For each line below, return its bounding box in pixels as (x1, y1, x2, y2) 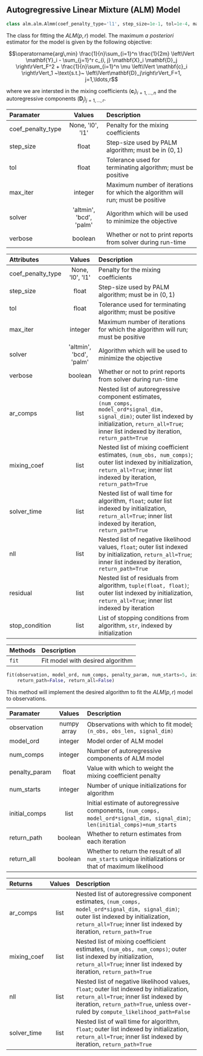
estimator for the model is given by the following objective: (6, 38, 152, 45)
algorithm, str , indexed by (98, 622, 173, 630)
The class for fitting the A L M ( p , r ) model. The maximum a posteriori (6, 31, 174, 39)
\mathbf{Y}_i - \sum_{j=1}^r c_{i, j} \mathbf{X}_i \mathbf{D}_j (25, 56, 178, 63)
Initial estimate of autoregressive (86, 799, 179, 807)
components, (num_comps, (86, 806, 160, 815)
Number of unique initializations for (86, 782, 187, 790)
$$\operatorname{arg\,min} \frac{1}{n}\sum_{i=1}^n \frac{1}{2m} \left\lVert (8, 50, 195, 57)
